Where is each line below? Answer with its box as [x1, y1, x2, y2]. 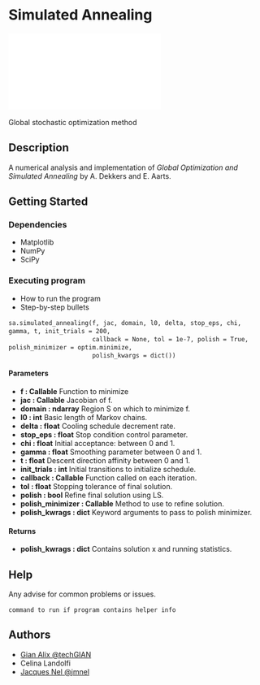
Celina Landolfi [19, 658, 71, 668]
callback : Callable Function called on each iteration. [19, 473, 197, 483]
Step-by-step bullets [19, 302, 89, 312]
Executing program [8, 275, 86, 286]
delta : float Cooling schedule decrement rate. [19, 421, 176, 431]
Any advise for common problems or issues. [8, 589, 157, 599]
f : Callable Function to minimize [19, 386, 129, 396]
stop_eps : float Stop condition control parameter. [19, 429, 188, 440]
